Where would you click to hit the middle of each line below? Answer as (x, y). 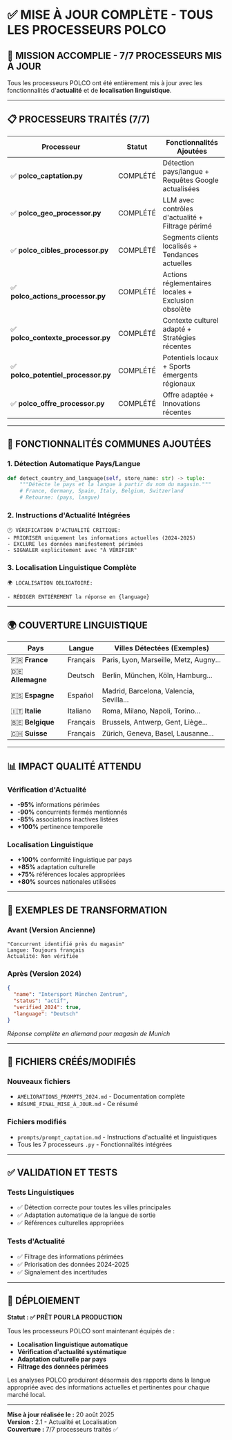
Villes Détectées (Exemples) (161, 648)
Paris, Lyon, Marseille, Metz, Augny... (161, 660)
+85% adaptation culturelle (56, 867)
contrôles (178, 208)
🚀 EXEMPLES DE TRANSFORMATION (87, 910)
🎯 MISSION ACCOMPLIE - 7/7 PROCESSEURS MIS (115, 55)
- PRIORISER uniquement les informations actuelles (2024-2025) (101, 538)
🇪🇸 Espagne (32, 695)
